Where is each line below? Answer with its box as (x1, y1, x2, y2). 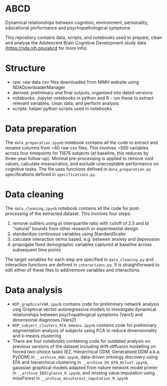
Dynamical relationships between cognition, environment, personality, (5, 19, 149, 25)
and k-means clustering (12, 333, 61, 339)
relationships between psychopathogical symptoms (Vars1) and (12, 311, 143, 317)
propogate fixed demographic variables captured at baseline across (12, 241, 152, 247)
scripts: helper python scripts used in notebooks (12, 105, 112, 111)
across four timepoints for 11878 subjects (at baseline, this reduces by (5, 150, 149, 156)
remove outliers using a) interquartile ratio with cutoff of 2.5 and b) (12, 220, 150, 226)
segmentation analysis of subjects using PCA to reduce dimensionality (12, 327, 157, 333)
